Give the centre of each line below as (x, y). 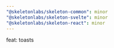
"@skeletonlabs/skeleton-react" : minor (56, 23)
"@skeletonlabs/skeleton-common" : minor (57, 12)
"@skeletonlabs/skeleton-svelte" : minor (57, 17)
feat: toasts (20, 40)
